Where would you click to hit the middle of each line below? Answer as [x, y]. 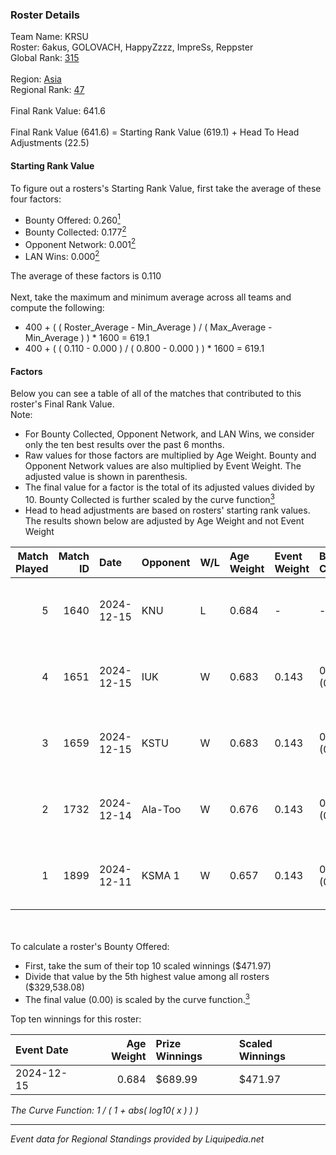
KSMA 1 [160, 875]
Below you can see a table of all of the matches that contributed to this [156, 394]
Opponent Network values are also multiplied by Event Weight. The [163, 466]
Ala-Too [161, 809]
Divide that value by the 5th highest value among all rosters [147, 976]
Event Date [42, 1050]
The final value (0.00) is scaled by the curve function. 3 [137, 998]
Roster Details [45, 15]
